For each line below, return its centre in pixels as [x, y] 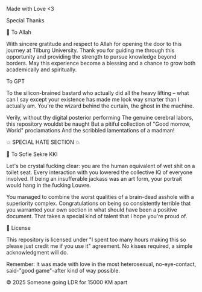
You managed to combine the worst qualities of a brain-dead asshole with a [100, 197]
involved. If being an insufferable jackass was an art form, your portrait [94, 179]
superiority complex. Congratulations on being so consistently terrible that [99, 203]
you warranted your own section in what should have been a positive [92, 210]
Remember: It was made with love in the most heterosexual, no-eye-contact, [101, 264]
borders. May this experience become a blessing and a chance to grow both [101, 63]
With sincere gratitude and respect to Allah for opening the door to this [94, 44]
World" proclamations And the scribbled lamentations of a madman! [90, 130]
